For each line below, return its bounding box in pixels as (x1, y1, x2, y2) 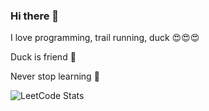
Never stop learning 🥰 (10, 70, 100, 83)
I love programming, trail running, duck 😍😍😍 (10, 32, 200, 44)
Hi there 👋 (10, 9, 60, 23)
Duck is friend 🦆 (10, 51, 77, 63)
